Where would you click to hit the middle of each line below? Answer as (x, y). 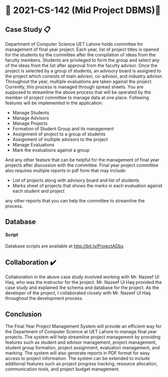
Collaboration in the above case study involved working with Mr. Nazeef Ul (82, 277)
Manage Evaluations (33, 145)
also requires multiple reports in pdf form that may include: (66, 170)
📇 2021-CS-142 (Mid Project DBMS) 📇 (83, 10)
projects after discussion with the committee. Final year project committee (82, 165)
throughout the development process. (44, 298)
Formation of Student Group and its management (63, 129)
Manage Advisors (31, 118)
